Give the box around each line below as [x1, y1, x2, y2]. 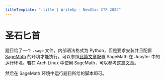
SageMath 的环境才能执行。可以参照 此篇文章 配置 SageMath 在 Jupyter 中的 [5, 53, 161, 59]
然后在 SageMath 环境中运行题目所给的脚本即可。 [5, 70, 107, 76]
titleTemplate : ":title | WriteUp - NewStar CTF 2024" [5, 7, 121, 12]
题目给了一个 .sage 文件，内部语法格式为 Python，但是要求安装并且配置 [5, 47, 153, 53]
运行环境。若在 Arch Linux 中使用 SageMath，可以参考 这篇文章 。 [5, 60, 139, 66]
